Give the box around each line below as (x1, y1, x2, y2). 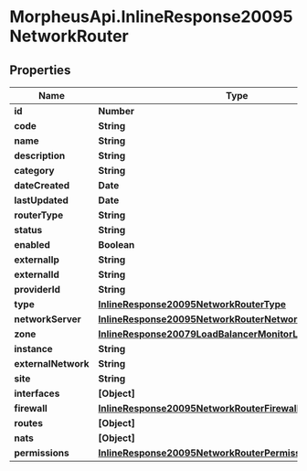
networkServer (14, 313, 82, 326)
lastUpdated (14, 194, 69, 207)
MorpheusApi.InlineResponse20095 (9, 6, 293, 27)
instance (14, 343, 53, 355)
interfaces (14, 387, 60, 400)
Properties (9, 62, 71, 78)
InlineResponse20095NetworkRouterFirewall (98, 402, 300, 414)
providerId (14, 284, 61, 295)
